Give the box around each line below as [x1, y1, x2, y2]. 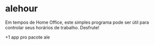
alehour [5, 3, 38, 14]
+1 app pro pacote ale [5, 34, 50, 40]
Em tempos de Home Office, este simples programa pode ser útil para [5, 19, 149, 25]
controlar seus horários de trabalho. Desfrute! [5, 24, 99, 30]
